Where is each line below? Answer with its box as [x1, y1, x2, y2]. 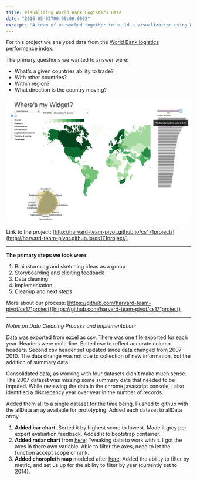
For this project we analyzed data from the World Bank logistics [6, 39, 159, 46]
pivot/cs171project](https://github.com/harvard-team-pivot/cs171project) [6, 306, 181, 313]
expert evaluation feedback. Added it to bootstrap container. [14, 430, 161, 437]
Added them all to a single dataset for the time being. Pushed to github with [6, 400, 189, 407]
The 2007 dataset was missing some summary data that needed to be [6, 376, 175, 383]
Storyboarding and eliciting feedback [14, 269, 104, 276]
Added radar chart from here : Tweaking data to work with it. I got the [14, 437, 182, 444]
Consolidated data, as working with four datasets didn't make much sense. [6, 370, 186, 377]
